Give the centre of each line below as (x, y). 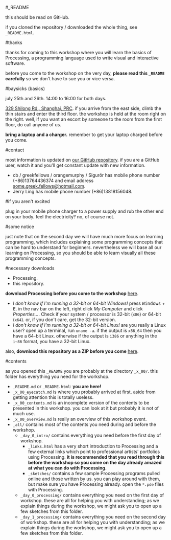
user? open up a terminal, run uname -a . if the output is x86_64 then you (87, 330)
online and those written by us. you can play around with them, (94, 479)
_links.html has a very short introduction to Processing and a (93, 446)
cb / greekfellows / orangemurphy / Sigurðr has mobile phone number (86, 175)
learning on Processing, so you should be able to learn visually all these (81, 253)
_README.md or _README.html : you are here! (57, 386)
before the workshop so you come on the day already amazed (95, 463)
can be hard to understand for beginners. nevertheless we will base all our (83, 247)
